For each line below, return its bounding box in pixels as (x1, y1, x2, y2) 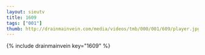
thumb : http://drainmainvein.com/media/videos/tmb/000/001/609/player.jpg (6, 25, 201, 32)
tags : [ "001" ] (6, 20, 43, 26)
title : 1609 (6, 15, 37, 21)
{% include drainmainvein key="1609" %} (6, 42, 111, 50)
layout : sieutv (6, 8, 45, 15)
